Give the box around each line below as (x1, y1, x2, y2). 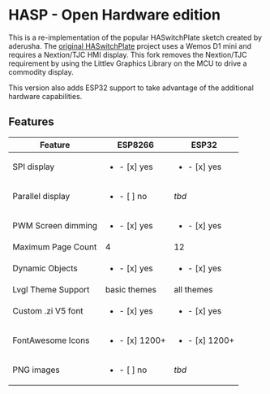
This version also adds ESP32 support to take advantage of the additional (8, 83, 254, 93)
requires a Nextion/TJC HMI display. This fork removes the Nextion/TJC (8, 50, 247, 59)
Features (8, 115, 54, 129)
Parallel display (12, 190, 71, 201)
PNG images (12, 364, 60, 375)
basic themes (105, 284, 156, 295)
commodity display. (8, 67, 75, 76)
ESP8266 (117, 139, 154, 150)
